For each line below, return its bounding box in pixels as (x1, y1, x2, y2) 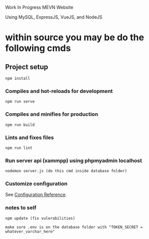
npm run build (5, 122, 35, 127)
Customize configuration (5, 180, 68, 187)
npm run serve (5, 99, 35, 104)
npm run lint (5, 145, 33, 151)
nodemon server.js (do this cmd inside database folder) (5, 169, 127, 174)
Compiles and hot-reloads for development (5, 87, 113, 94)
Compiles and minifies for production (5, 111, 98, 118)
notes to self (5, 204, 37, 211)
